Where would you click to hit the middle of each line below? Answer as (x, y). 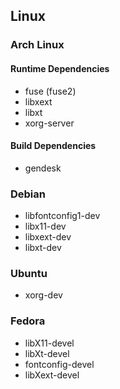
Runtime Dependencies (60, 68)
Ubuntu (29, 273)
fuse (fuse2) (50, 91)
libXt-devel (47, 353)
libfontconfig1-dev (62, 216)
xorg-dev (43, 295)
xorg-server (49, 123)
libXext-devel (52, 375)
